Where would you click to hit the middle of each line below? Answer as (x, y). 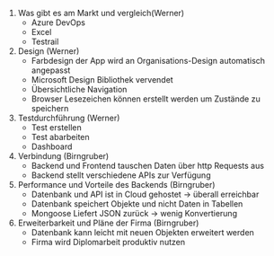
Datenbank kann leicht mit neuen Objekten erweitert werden (142, 232)
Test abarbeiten (60, 137)
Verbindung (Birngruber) (63, 156)
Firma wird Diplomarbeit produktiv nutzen (108, 242)
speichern (50, 108)
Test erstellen (57, 128)
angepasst (51, 70)
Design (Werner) (49, 51)
